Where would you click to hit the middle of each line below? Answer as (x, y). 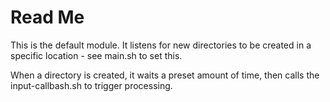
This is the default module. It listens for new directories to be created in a (161, 45)
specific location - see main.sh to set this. (96, 55)
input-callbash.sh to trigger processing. (91, 85)
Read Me (47, 17)
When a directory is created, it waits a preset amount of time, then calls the (165, 75)
